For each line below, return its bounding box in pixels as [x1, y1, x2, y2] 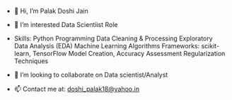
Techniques [13, 57, 49, 65]
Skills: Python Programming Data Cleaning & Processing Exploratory [13, 34, 214, 43]
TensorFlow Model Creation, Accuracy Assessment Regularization [33, 50, 226, 57]
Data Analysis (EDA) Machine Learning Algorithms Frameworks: [13, 42, 200, 50]
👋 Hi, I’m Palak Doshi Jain [13, 7, 88, 15]
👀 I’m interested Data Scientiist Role [13, 21, 118, 28]
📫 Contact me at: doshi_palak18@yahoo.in [13, 85, 140, 93]
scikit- [201, 42, 220, 50]
